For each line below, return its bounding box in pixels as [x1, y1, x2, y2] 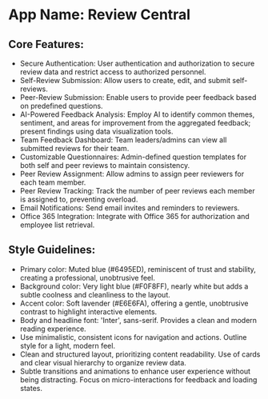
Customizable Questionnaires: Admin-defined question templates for [19, 152, 246, 162]
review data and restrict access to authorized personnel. [19, 67, 206, 77]
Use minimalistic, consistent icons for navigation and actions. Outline [19, 332, 247, 341]
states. [19, 383, 42, 393]
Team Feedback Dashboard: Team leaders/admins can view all [19, 135, 227, 145]
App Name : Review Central [8, 6, 190, 24]
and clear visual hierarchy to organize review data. [19, 357, 186, 367]
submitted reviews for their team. [19, 144, 130, 153]
